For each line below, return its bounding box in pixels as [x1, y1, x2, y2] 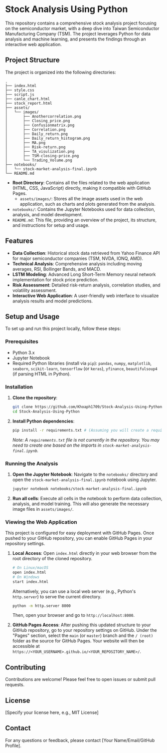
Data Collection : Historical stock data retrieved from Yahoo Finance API [12, 250, 161, 256]
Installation [5, 383, 33, 390]
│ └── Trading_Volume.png [5, 158, 72, 163]
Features [5, 237, 33, 245]
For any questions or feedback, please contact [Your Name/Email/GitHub [5, 737, 155, 743]
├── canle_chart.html [5, 96, 50, 101]
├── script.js [5, 92, 35, 97]
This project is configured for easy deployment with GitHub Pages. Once [5, 530, 155, 536]
